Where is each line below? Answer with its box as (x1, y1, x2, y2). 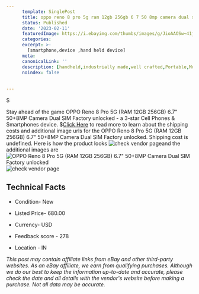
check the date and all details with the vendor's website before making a (6, 274, 185, 282)
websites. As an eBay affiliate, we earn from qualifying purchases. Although (6, 262, 192, 269)
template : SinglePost (21, 8, 76, 15)
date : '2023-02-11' (21, 25, 70, 31)
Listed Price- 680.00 (14, 209, 66, 217)
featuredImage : (21, 31, 60, 37)
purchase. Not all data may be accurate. (6, 280, 105, 288)
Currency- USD (14, 221, 53, 228)
